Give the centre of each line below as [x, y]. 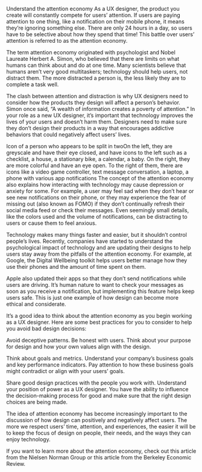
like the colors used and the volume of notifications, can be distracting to [97, 217]
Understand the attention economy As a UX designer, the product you [93, 9]
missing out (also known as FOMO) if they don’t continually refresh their [96, 204]
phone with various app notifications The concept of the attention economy [100, 178]
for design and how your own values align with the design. [79, 347]
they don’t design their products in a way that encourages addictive [90, 128]
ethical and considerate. [36, 304]
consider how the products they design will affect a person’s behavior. [93, 102]
